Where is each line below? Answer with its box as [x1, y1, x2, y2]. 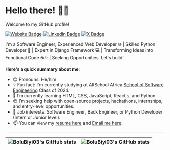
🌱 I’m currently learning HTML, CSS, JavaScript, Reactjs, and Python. [12, 92, 157, 98]
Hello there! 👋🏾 [5, 5, 69, 16]
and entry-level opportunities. [12, 103, 75, 109]
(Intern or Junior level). [12, 114, 61, 120]
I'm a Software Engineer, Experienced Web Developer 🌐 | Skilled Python [5, 41, 156, 47]
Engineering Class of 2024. [12, 87, 70, 93]
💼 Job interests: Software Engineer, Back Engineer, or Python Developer [12, 108, 163, 115]
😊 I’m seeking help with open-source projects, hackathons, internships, [12, 98, 163, 104]
